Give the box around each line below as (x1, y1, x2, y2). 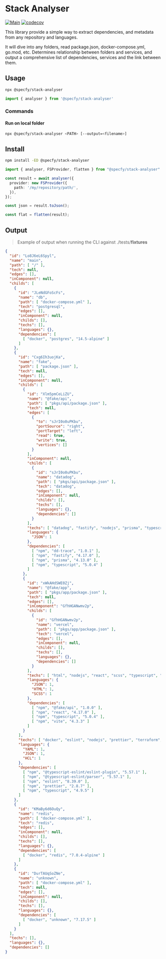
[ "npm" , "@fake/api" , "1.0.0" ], (31, 705, 103, 710)
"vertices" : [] (36, 442, 68, 447)
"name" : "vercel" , (36, 622, 74, 627)
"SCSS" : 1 (31, 691, 52, 696)
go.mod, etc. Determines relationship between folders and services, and (5, 49, 152, 55)
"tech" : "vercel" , (36, 631, 74, 636)
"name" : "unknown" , (18, 876, 58, 881)
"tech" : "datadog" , (36, 484, 77, 489)
